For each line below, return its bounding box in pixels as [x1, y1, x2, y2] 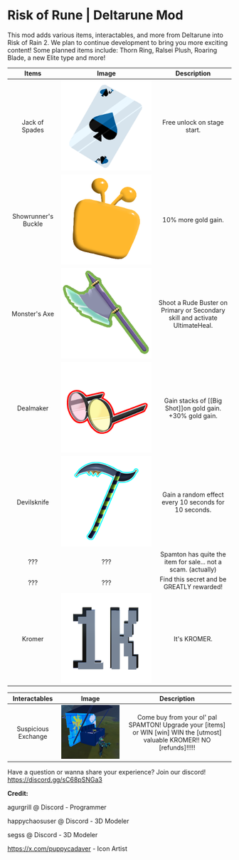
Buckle [22, 219, 43, 228]
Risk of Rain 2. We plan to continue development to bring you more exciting [7, 38, 228, 46]
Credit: [7, 789, 28, 797]
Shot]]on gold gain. [164, 403, 222, 413]
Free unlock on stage [162, 118, 224, 126]
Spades [21, 125, 44, 134]
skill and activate [168, 314, 218, 322]
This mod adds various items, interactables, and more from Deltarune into [7, 31, 224, 39]
